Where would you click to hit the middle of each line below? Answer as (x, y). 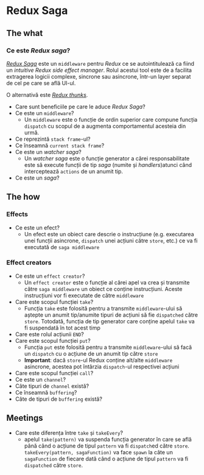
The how (23, 197)
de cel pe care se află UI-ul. (41, 83)
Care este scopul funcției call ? (54, 373)
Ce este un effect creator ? (50, 276)
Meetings (25, 418)
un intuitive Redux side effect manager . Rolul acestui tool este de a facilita (99, 70)
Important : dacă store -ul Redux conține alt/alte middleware (98, 360)
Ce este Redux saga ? (38, 51)
